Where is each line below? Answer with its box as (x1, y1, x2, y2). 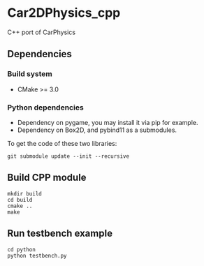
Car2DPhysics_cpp (7, 5, 121, 21)
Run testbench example (7, 228, 113, 239)
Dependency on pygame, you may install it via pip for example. (17, 118, 198, 126)
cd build (7, 196, 33, 203)
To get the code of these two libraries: (7, 139, 117, 147)
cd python (7, 246, 36, 253)
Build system (7, 69, 52, 79)
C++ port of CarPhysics (7, 28, 75, 36)
